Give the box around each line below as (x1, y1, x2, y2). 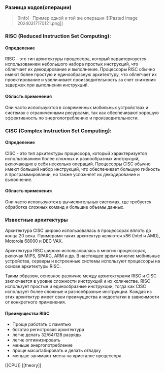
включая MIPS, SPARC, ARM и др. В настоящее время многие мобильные (5, 253, 160, 259)
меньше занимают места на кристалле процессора (12, 353, 122, 359)
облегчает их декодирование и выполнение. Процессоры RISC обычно (5, 66, 155, 73)
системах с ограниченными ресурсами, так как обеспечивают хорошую (5, 110, 159, 115)
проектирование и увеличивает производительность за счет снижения (5, 77, 156, 83)
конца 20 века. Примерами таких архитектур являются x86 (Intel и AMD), (5, 233, 160, 239)
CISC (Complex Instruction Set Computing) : (5, 127, 112, 134)
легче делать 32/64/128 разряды (12, 332, 82, 338)
